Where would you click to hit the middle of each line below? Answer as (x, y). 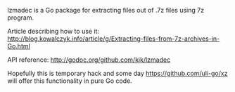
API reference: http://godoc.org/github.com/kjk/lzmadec (89, 60)
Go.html (19, 46)
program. (21, 18)
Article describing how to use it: (53, 31)
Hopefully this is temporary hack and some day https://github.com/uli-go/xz (118, 73)
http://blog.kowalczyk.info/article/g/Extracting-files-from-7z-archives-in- (114, 39)
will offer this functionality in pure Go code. (70, 81)
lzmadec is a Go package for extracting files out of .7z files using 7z (106, 10)
